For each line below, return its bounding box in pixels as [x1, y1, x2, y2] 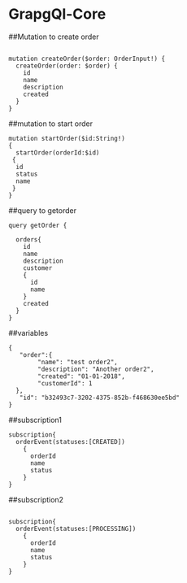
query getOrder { [8, 221, 67, 229]
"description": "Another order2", [37, 365, 154, 373]
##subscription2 [8, 494, 63, 504]
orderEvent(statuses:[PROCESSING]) [15, 524, 137, 533]
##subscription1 [8, 415, 63, 424]
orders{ [15, 235, 42, 244]
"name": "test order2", [37, 358, 118, 366]
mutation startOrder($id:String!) [8, 134, 126, 142]
